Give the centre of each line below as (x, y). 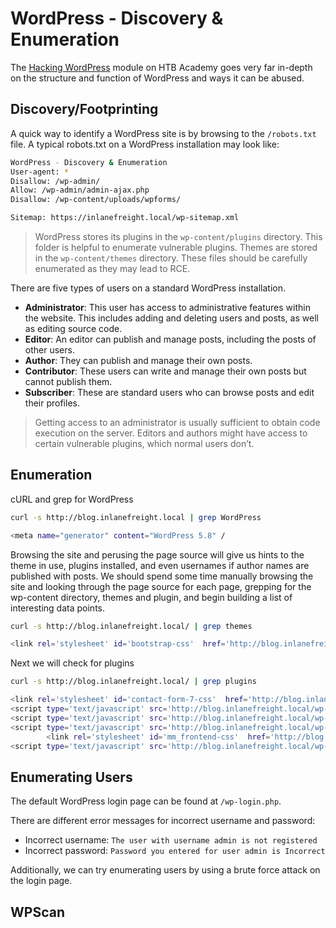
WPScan (37, 912)
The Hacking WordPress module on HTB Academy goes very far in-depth (161, 67)
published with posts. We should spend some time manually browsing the (162, 576)
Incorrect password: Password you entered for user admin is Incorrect (175, 851)
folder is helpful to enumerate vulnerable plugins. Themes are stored (176, 247)
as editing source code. (73, 328)
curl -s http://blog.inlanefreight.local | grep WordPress (136, 517)
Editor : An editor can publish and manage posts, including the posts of (170, 339)
